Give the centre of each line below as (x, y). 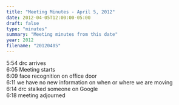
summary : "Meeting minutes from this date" (62, 35)
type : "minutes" (27, 29)
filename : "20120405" (34, 46)
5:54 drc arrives (26, 63)
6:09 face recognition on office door (52, 76)
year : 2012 (20, 40)
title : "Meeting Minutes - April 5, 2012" (61, 12)
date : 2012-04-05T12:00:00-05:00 (49, 18)
